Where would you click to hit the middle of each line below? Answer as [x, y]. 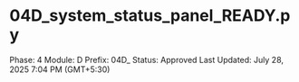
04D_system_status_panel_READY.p [150, 16]
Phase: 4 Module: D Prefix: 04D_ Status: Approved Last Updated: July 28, [146, 59]
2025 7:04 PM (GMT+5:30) [60, 69]
